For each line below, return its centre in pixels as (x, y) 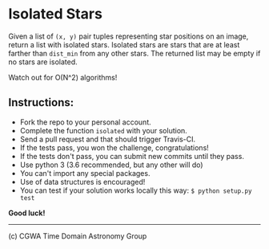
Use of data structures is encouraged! (82, 182)
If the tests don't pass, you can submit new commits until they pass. (132, 156)
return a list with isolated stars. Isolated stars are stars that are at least (124, 44)
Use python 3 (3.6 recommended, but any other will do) (111, 165)
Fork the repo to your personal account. (85, 122)
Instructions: (41, 102)
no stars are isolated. (43, 62)
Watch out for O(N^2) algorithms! (63, 77)
